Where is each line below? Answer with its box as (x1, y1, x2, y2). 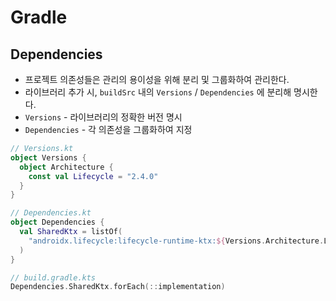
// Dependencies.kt (10, 208, 92, 218)
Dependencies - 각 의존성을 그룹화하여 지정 (24, 124, 193, 135)
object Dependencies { (10, 217, 105, 228)
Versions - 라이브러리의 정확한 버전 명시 (24, 111, 183, 123)
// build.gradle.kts (10, 272, 97, 283)
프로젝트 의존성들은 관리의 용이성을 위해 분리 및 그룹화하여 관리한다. (24, 74, 290, 85)
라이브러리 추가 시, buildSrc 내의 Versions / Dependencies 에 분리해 (24, 86, 292, 98)
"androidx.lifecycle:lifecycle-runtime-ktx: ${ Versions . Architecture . (28, 236, 325, 246)
